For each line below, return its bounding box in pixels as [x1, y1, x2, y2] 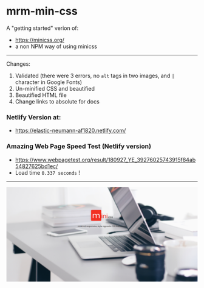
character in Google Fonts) [15, 78, 83, 86]
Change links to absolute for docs [15, 97, 100, 105]
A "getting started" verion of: [6, 24, 79, 32]
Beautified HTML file [15, 91, 67, 99]
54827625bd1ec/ [15, 163, 58, 170]
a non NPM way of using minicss [15, 43, 97, 50]
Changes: [6, 60, 30, 68]
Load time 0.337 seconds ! [15, 169, 80, 176]
